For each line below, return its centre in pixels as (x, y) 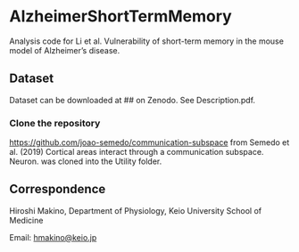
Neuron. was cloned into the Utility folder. (86, 161)
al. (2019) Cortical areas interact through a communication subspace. (137, 152)
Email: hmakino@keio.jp (53, 237)
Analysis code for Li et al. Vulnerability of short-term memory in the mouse (146, 41)
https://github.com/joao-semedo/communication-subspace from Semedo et (149, 142)
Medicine (26, 220)
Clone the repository (55, 123)
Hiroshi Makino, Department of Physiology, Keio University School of (135, 210)
